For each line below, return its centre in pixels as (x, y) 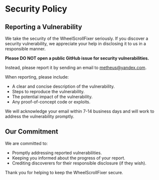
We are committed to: (27, 143)
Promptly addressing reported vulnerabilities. (57, 153)
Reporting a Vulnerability (43, 27)
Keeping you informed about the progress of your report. (69, 158)
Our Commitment (32, 132)
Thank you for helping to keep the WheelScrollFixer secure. (64, 172)
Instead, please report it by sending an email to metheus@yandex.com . (76, 67)
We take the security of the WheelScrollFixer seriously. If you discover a (77, 38)
